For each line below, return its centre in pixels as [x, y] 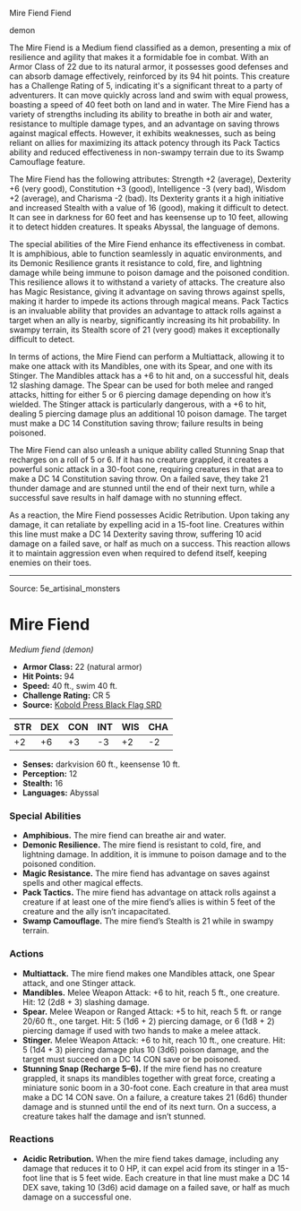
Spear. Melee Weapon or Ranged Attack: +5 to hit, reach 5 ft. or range [152, 1011]
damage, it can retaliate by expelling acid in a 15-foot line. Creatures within [147, 524]
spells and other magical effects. [82, 883]
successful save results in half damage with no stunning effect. [126, 498]
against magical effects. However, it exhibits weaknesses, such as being [142, 133]
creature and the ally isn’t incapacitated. [96, 912]
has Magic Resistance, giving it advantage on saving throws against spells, [147, 292]
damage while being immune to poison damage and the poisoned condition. [149, 273]
